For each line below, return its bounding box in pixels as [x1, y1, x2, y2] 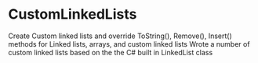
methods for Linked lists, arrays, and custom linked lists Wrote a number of [8, 39, 250, 48]
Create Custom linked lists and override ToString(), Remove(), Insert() [8, 31, 233, 40]
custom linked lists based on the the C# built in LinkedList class [8, 47, 213, 57]
